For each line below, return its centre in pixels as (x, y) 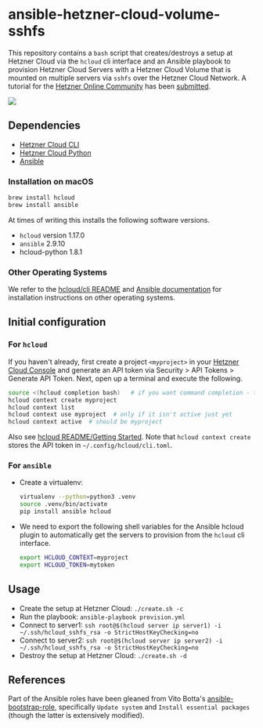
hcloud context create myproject (63, 400)
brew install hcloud (42, 198)
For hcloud (28, 344)
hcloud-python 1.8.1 (51, 252)
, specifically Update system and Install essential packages (152, 707)
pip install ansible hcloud (65, 511)
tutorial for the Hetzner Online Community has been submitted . (110, 86)
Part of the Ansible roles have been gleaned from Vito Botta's (107, 699)
